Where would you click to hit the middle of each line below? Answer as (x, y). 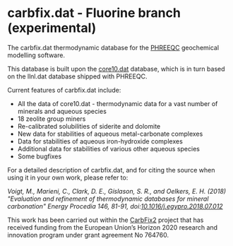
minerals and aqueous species (62, 111)
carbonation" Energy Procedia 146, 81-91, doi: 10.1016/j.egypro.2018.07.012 (115, 206)
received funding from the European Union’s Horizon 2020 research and (112, 227)
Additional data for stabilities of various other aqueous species (108, 148)
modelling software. (36, 55)
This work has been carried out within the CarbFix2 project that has (106, 220)
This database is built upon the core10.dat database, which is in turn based (116, 69)
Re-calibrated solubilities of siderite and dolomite (89, 126)
